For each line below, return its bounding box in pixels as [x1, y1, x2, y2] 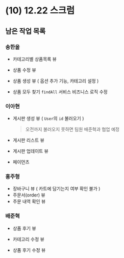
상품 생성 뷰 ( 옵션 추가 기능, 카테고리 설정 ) [12, 77, 99, 84]
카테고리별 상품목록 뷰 [12, 56, 57, 62]
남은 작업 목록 [5, 27, 46, 35]
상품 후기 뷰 [12, 225, 37, 231]
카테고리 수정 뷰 [12, 236, 44, 242]
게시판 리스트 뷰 [12, 137, 44, 144]
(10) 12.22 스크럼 [5, 5, 75, 16]
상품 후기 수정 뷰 [12, 247, 46, 253]
